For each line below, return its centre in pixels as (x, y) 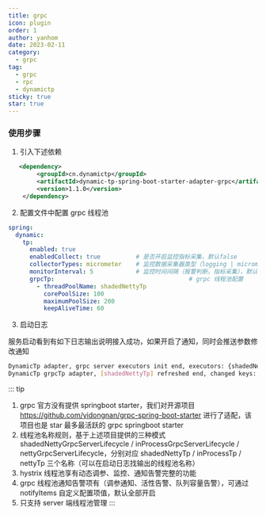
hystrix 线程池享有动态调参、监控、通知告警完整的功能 (108, 473)
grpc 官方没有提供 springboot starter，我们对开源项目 (107, 406)
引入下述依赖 (40, 152)
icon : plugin (30, 23)
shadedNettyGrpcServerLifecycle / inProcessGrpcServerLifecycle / (129, 444)
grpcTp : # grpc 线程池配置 (136, 279)
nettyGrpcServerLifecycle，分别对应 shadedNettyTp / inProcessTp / (130, 453)
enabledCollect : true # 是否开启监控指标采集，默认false (133, 257)
